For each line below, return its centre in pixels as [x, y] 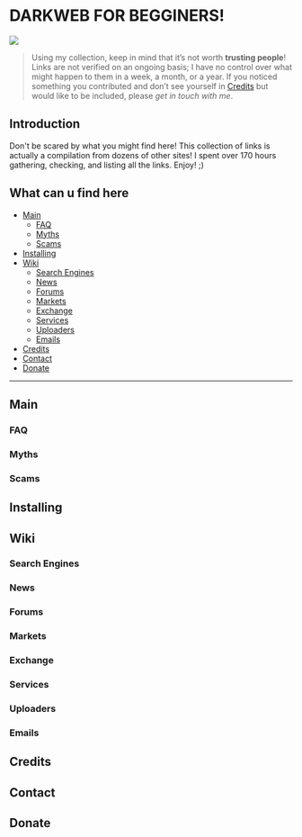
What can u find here [69, 193]
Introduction [45, 124]
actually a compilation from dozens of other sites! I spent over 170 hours [143, 155]
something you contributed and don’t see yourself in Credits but [150, 85]
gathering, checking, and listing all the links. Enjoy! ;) [107, 165]
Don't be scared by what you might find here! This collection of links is [140, 146]
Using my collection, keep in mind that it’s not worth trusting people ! [158, 57]
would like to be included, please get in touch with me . [132, 95]
